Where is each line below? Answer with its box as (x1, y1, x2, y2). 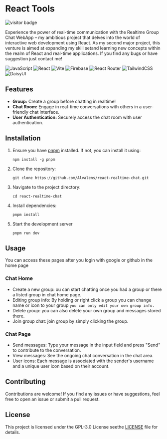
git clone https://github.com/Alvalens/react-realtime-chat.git (12, 175, 149, 180)
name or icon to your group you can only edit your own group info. (12, 302, 155, 308)
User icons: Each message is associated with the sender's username (12, 358, 154, 364)
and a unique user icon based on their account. (12, 363, 110, 369)
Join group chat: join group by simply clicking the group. (12, 318, 129, 324)
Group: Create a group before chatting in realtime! (12, 98, 116, 104)
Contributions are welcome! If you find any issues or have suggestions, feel (5, 391, 160, 397)
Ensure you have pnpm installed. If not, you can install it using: (12, 147, 141, 153)
